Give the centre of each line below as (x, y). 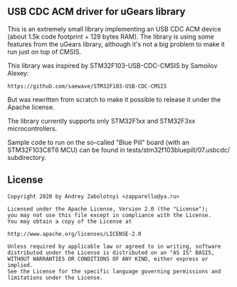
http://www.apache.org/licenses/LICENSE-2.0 (74, 234)
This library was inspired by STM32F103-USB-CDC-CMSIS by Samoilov (112, 65)
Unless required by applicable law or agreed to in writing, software (114, 246)
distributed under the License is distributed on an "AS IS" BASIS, (111, 253)
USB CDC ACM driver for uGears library (96, 12)
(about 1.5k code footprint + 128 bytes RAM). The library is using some (111, 36)
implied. (20, 265)
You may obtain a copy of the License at (70, 221)
